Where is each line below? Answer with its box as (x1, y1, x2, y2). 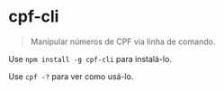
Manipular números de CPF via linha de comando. (30, 36, 216, 47)
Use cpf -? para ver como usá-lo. (8, 70, 134, 82)
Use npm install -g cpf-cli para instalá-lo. (8, 53, 173, 64)
